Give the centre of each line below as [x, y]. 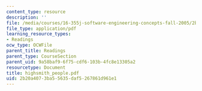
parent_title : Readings [36, 51]
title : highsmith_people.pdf [43, 73]
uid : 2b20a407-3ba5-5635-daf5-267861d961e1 [62, 78]
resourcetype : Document [36, 67]
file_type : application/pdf [41, 28]
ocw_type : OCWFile [29, 45]
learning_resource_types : [38, 34]
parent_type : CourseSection [41, 56]
